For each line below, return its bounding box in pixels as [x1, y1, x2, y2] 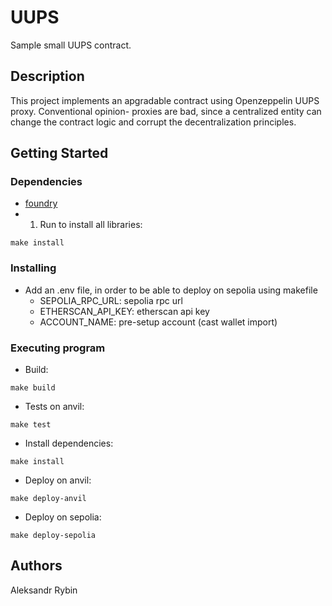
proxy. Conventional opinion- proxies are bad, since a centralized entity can [10, 105, 322, 117]
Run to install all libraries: [39, 219, 143, 231]
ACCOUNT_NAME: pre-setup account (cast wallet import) [39, 316, 278, 328]
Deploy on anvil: [24, 474, 92, 486]
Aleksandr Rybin [10, 584, 78, 596]
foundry [24, 197, 58, 210]
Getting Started [10, 145, 109, 162]
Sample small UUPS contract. [10, 39, 132, 51]
